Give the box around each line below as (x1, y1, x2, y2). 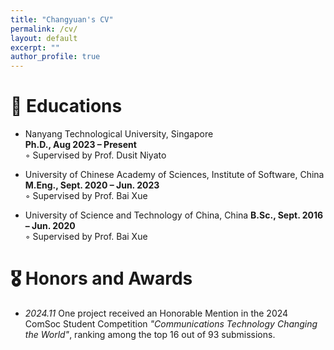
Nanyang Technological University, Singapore (24, 128, 214, 140)
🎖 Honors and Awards (10, 267, 193, 290)
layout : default (10, 33, 78, 43)
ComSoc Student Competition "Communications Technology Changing (24, 318, 318, 330)
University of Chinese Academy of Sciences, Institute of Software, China (24, 169, 325, 181)
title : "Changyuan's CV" (10, 14, 114, 25)
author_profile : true (10, 52, 101, 62)
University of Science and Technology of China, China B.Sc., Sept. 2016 (24, 209, 324, 221)
